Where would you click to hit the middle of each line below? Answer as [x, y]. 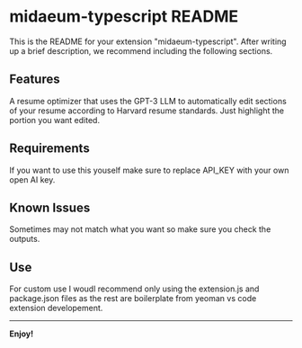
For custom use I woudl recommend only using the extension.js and [134, 289]
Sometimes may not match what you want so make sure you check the [140, 229]
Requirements [49, 149]
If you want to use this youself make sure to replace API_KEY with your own [149, 170]
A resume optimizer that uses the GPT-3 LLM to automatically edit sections [148, 101]
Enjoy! [22, 334]
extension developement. [56, 308]
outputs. [25, 239]
